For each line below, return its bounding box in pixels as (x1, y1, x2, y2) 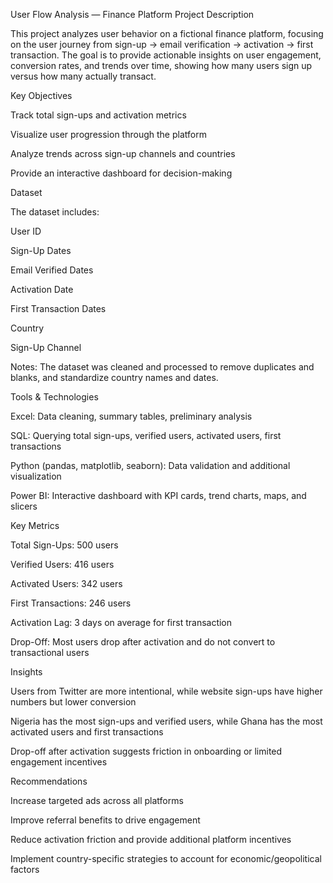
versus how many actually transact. (10, 70, 157, 82)
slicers (10, 500, 38, 512)
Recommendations (10, 775, 88, 787)
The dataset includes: (10, 206, 100, 218)
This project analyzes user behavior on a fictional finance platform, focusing (10, 28, 324, 39)
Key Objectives (10, 90, 73, 101)
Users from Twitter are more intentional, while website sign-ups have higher (10, 685, 323, 697)
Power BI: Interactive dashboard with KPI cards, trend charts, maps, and (10, 490, 307, 501)
